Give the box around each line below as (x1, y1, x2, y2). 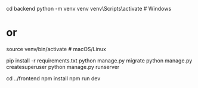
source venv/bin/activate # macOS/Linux (6, 45, 106, 52)
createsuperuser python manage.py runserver (6, 63, 120, 70)
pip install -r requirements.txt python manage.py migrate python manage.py (6, 56, 193, 64)
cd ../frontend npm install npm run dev (6, 74, 101, 82)
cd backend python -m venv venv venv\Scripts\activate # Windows (6, 5, 172, 12)
